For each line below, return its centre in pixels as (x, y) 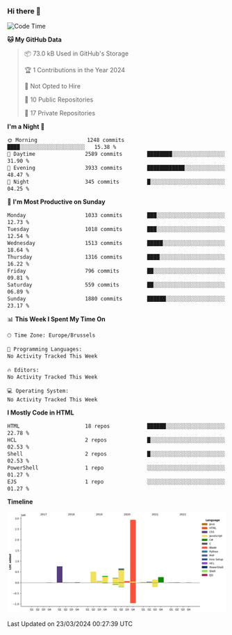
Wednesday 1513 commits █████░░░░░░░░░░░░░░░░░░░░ (116, 243)
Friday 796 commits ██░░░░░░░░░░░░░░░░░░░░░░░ (116, 271)
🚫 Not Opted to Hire (52, 86)
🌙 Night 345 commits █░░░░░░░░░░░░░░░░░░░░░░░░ (116, 182)
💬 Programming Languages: (44, 349)
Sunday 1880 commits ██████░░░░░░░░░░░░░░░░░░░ (116, 299)
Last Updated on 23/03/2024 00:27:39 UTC (70, 624)
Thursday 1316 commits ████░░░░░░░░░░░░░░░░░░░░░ (116, 257)
